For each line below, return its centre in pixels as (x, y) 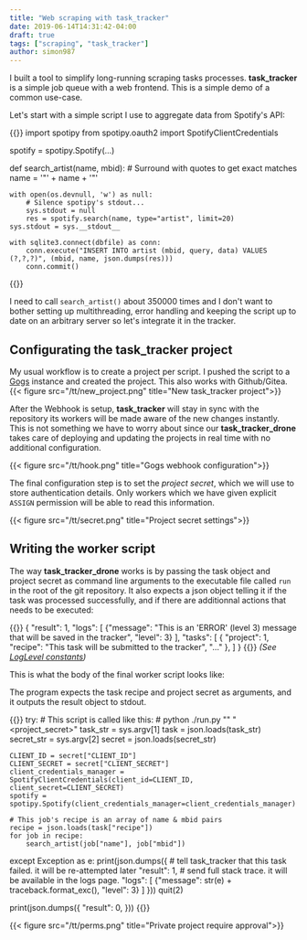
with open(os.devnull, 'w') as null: (81, 195)
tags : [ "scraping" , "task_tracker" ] (79, 43)
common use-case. (46, 98)
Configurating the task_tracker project (121, 350)
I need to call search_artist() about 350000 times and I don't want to (141, 302)
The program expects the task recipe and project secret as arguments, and (151, 692)
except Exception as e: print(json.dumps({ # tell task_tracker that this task (148, 860)
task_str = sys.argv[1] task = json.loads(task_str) (170, 729)
